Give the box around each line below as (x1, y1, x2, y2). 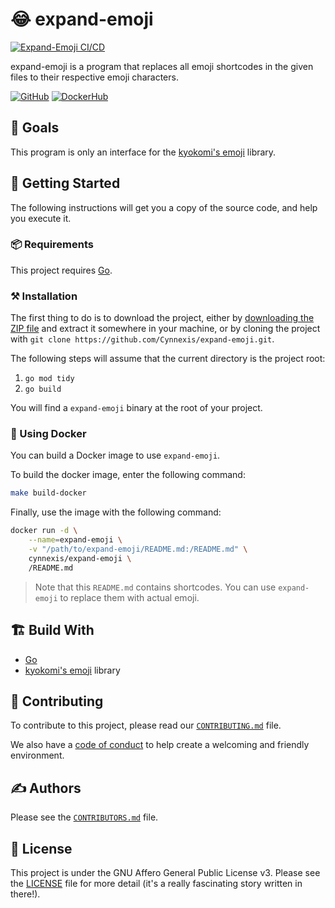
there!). (10, 888, 41, 900)
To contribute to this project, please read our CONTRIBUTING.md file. (10, 719, 282, 732)
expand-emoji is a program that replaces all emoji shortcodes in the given (10, 60, 314, 72)
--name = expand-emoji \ (28, 535, 123, 545)
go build (24, 384, 62, 395)
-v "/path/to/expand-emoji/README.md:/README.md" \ (28, 544, 248, 555)
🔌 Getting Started (10, 175, 121, 192)
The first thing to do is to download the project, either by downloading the (10, 312, 315, 324)
